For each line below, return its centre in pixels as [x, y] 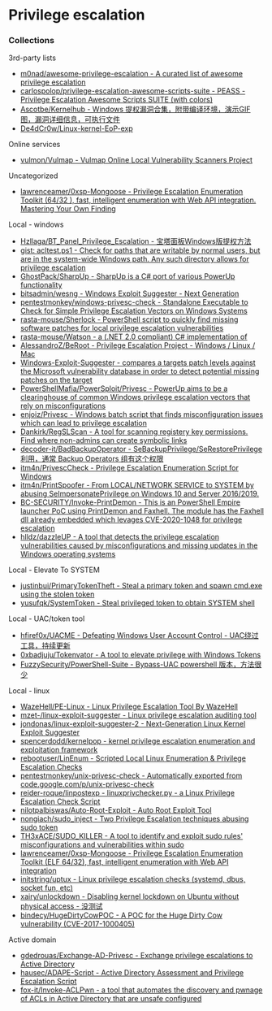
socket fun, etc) [46, 888]
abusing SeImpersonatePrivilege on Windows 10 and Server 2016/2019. [140, 494]
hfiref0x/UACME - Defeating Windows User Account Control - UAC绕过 [139, 636]
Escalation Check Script [60, 801]
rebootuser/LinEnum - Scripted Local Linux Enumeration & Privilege [133, 758]
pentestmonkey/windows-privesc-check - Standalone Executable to [134, 302]
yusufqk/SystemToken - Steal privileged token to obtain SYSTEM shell [138, 603]
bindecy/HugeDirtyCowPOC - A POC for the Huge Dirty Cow [121, 915]
